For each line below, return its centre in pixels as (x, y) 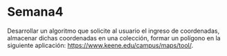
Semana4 (35, 12)
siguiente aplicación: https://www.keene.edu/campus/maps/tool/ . (100, 45)
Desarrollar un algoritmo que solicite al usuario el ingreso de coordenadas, (113, 31)
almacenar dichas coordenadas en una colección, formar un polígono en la (114, 38)
